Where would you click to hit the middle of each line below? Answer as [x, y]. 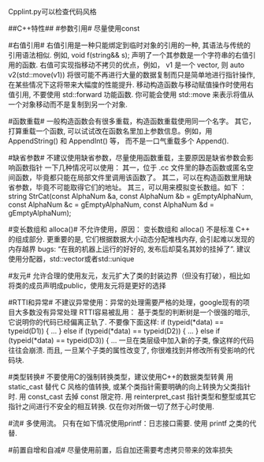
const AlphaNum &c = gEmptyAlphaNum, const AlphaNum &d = [112, 205]
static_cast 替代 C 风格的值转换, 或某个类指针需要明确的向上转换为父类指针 [130, 387]
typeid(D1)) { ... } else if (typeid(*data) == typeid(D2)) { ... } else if [114, 331]
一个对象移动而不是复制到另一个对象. [68, 104]
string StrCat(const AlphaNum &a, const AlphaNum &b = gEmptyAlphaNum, [131, 196]
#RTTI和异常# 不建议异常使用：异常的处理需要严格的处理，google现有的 [126, 302]
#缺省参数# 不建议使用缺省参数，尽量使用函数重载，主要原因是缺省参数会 [127, 158]
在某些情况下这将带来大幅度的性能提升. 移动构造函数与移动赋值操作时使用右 [131, 85]
